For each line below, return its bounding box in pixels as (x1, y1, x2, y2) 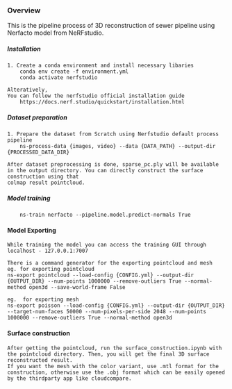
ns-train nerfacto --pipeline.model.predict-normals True (19, 211, 191, 219)
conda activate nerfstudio (19, 74, 98, 81)
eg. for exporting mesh (7, 296, 79, 304)
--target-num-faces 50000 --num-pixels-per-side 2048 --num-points (7, 308, 207, 315)
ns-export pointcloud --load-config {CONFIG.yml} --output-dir (7, 272, 194, 279)
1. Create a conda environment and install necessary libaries (7, 62, 194, 69)
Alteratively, (7, 86, 49, 94)
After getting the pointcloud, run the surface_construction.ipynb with (7, 345, 222, 351)
